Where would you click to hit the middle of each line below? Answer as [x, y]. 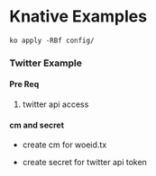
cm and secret [37, 125]
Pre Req [24, 84]
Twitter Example [46, 63]
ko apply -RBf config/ [52, 40]
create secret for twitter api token [84, 163]
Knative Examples [78, 17]
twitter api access [55, 104]
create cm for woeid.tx [64, 145]
